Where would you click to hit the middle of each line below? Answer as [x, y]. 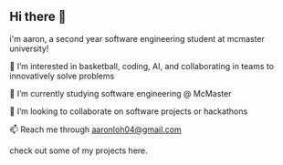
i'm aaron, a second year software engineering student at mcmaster [137, 38]
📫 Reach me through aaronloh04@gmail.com [96, 129]
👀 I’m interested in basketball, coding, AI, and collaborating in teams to [142, 66]
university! [29, 48]
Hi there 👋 [38, 17]
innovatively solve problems [62, 76]
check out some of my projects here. [79, 150]
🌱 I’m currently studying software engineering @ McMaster [121, 93]
